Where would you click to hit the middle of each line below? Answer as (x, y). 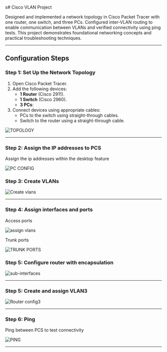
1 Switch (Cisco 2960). (43, 99)
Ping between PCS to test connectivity (44, 330)
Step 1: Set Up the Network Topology (50, 73)
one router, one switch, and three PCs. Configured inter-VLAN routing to (79, 22)
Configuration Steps (37, 59)
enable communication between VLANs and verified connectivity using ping (83, 27)
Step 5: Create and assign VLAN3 (46, 291)
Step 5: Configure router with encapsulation (59, 262)
